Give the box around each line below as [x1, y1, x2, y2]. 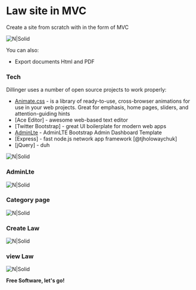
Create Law [6, 224, 40, 232]
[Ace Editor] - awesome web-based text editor [14, 116, 128, 123]
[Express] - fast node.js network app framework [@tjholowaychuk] [14, 135, 177, 142]
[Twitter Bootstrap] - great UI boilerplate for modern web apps [14, 123, 166, 130]
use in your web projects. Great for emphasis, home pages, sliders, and [14, 104, 189, 111]
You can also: [6, 46, 40, 54]
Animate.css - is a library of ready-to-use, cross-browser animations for [14, 97, 191, 105]
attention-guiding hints [14, 110, 70, 118]
